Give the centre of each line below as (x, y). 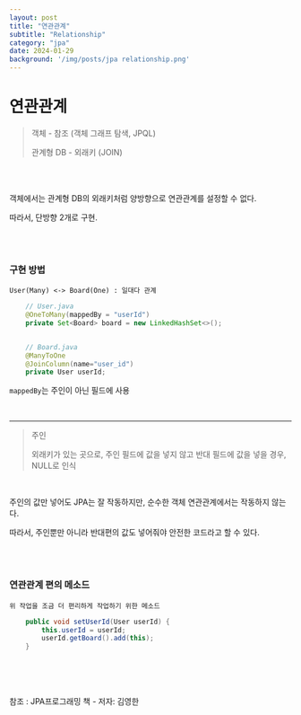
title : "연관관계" (40, 26)
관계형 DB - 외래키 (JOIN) (77, 152)
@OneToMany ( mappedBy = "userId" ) (88, 315)
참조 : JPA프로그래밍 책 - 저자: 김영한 (74, 702)
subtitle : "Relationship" (57, 34)
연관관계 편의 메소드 (50, 585)
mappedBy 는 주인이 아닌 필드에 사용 (69, 391)
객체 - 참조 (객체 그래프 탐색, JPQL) (94, 133)
